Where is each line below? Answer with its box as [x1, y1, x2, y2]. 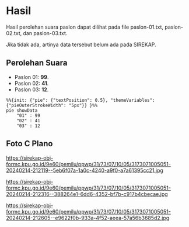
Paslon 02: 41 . [14, 80, 49, 87]
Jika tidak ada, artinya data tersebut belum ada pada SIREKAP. [6, 41, 156, 48]
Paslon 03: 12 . [14, 86, 49, 93]
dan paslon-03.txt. [23, 29, 68, 36]
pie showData [6, 107, 38, 113]
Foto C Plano [6, 139, 53, 149]
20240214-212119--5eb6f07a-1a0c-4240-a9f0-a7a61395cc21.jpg [6, 167, 163, 174]
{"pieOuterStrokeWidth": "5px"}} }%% [6, 102, 98, 108]
